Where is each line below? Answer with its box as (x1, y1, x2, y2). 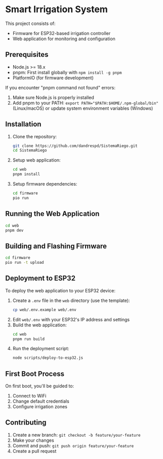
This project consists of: (5, 20, 56, 26)
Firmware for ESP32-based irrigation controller (12, 30, 111, 36)
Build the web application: (12, 322, 67, 328)
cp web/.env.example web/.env (12, 307, 77, 312)
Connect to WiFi (12, 393, 47, 399)
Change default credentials (12, 398, 69, 405)
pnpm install (12, 172, 40, 177)
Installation (5, 120, 42, 129)
